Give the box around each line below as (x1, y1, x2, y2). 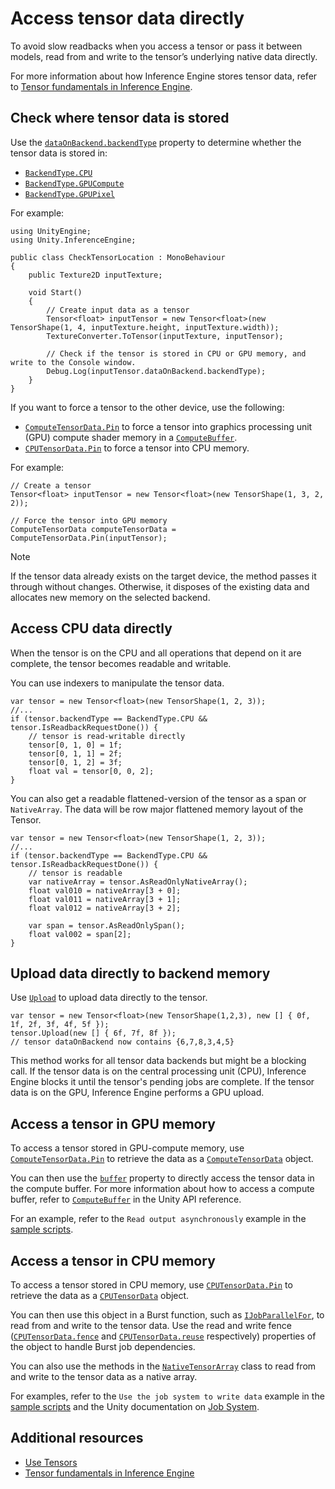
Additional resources (10, 1430, 144, 1447)
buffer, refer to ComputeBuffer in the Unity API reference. (10, 1193, 242, 1206)
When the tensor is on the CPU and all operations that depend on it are (10, 647, 302, 659)
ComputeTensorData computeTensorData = (10, 524, 177, 534)
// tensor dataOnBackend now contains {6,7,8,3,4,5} (10, 1037, 235, 1047)
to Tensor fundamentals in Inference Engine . (10, 80, 193, 92)
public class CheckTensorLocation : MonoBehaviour (10, 252, 226, 262)
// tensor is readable (28, 868, 123, 878)
